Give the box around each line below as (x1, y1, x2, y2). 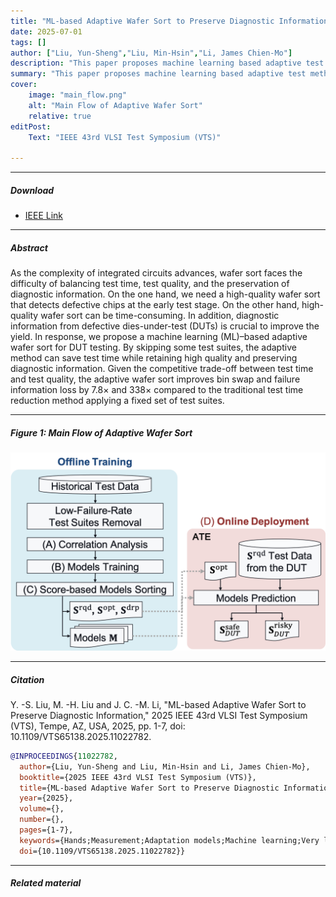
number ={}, (19, 815, 65, 825)
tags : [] (10, 37, 47, 47)
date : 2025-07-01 (10, 26, 83, 37)
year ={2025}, (19, 793, 74, 804)
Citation (10, 673, 45, 685)
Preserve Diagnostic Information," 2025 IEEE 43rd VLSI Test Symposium (10, 709, 308, 721)
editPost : (10, 121, 52, 132)
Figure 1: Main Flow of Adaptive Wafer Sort (10, 426, 193, 439)
